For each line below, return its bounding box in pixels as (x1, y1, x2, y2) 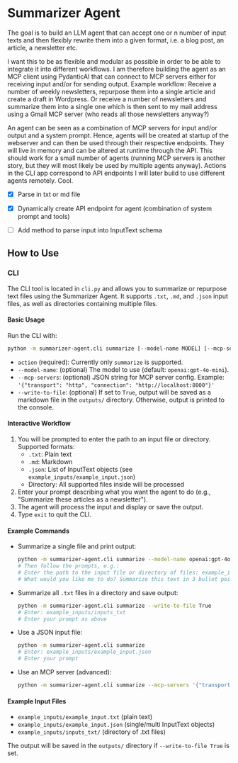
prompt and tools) (17, 213, 70, 221)
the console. (17, 402, 55, 412)
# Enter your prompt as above (17, 615, 108, 623)
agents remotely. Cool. (7, 176, 74, 185)
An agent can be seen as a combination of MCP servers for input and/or (7, 123, 217, 132)
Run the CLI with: (7, 332, 58, 340)
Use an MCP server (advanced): (17, 668, 112, 677)
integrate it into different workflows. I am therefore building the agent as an (7, 64, 227, 73)
